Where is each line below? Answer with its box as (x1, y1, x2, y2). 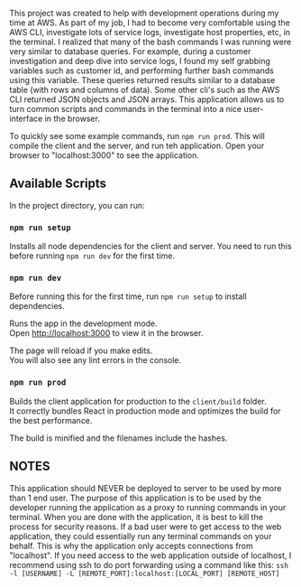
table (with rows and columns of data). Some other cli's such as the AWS (9, 85, 280, 95)
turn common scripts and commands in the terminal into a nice (9, 104, 242, 114)
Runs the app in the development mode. (9, 318, 158, 329)
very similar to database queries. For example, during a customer (9, 46, 251, 57)
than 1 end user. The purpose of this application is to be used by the (9, 492, 261, 503)
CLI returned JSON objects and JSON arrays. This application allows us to (9, 94, 285, 105)
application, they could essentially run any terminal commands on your (9, 530, 272, 541)
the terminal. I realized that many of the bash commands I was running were (9, 36, 292, 47)
